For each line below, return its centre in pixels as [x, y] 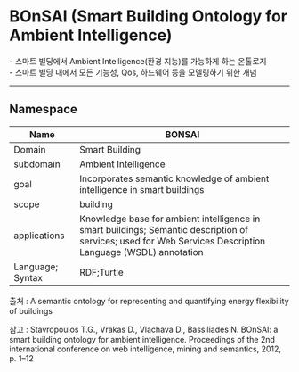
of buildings [31, 310]
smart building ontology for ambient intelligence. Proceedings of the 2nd [142, 339]
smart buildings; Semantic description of [164, 229]
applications [39, 236]
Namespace [44, 109]
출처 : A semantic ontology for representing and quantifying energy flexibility [149, 301]
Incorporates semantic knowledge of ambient [174, 178]
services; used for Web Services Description [173, 241]
